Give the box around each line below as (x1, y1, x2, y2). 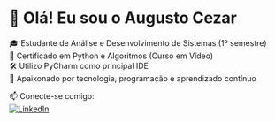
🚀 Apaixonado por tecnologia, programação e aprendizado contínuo (9, 72, 256, 83)
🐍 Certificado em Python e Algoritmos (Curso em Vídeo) (9, 50, 214, 61)
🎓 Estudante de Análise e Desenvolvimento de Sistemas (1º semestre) (9, 37, 267, 48)
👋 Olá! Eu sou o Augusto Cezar (9, 8, 237, 28)
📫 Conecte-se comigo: (9, 90, 95, 101)
